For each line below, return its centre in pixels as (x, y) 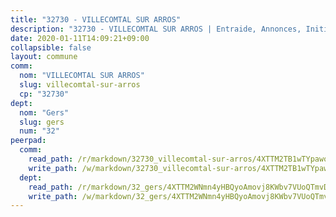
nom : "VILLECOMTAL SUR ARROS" (82, 76)
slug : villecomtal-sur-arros (80, 85)
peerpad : (28, 141)
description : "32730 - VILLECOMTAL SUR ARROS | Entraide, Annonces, (156, 29)
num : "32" (39, 131)
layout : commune (44, 57)
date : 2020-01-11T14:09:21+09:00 (80, 38)
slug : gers (42, 122)
